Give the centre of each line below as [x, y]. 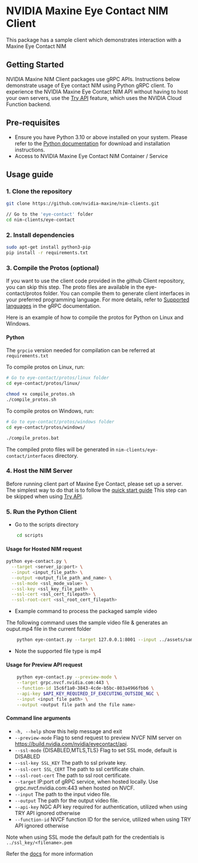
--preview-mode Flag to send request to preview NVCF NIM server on [98, 738]
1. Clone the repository [39, 191]
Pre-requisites [33, 123]
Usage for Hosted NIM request [44, 549]
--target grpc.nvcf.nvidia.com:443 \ [63, 683]
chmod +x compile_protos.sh [41, 394]
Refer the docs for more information [49, 854]
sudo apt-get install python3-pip [49, 247]
